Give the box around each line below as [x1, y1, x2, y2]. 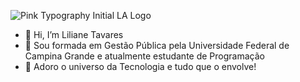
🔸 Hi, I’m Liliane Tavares [24, 29, 124, 40]
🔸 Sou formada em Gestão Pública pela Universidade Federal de [24, 40, 290, 51]
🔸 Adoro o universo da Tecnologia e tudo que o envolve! [24, 61, 257, 72]
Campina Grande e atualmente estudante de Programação [24, 50, 265, 62]
